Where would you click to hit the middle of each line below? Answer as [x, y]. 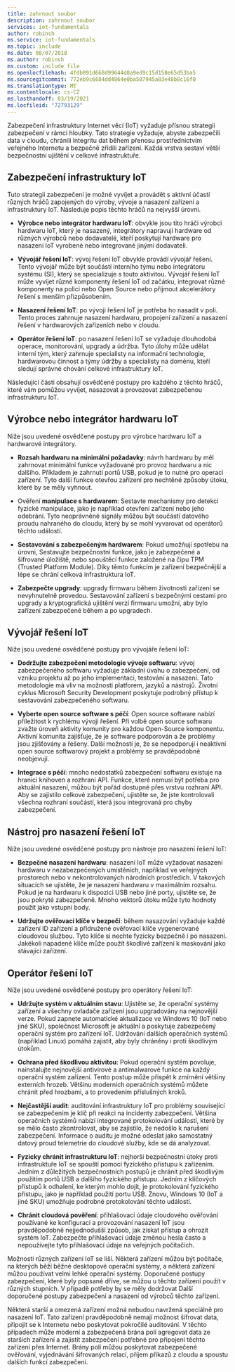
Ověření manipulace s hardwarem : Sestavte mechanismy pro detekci [118, 501]
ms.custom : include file [43, 66]
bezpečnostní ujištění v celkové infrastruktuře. [74, 155]
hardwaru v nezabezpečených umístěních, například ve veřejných [112, 870]
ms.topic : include [34, 46]
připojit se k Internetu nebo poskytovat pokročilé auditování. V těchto [107, 1324]
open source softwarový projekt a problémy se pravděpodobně [109, 751]
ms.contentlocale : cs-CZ [43, 92]
